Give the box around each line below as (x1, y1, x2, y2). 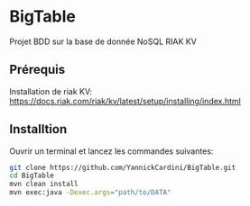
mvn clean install (9, 180, 79, 189)
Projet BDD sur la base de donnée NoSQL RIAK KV (9, 36, 197, 47)
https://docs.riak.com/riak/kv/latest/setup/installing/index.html (9, 95, 241, 106)
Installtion (9, 121, 68, 137)
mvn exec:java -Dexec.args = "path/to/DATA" (9, 188, 171, 197)
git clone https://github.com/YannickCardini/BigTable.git (9, 163, 236, 172)
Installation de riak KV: (9, 85, 93, 96)
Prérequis (9, 62, 66, 77)
